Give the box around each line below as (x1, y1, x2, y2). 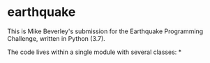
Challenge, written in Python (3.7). (7, 34, 106, 42)
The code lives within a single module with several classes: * (7, 48, 182, 56)
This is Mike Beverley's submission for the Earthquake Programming (7, 27, 204, 35)
